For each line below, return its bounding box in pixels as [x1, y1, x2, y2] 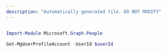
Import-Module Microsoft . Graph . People [6, 30, 103, 36]
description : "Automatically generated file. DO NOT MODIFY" [6, 8, 162, 15]
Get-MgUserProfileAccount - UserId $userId [6, 41, 113, 47]
